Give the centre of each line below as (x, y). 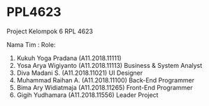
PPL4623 (34, 12)
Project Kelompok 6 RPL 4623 (50, 31)
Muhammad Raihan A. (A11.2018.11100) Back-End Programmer (106, 80)
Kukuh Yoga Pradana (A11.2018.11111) (69, 58)
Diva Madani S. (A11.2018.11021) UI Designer (80, 73)
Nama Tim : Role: (31, 44)
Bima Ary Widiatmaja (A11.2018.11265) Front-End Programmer (104, 87)
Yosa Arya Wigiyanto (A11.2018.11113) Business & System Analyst (109, 65)
